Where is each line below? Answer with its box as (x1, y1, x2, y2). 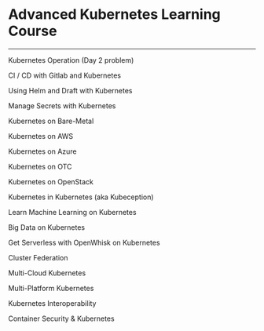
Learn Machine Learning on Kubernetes (8, 207, 137, 216)
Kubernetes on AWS (8, 131, 74, 140)
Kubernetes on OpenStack (8, 176, 94, 186)
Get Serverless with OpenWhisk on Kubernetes (8, 238, 160, 247)
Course (8, 22, 57, 40)
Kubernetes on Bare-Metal (8, 116, 94, 125)
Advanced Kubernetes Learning (8, 5, 222, 24)
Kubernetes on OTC (8, 162, 72, 171)
